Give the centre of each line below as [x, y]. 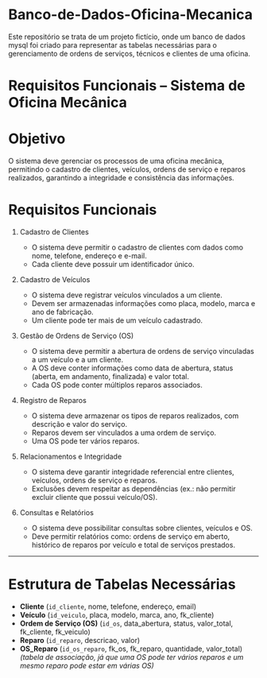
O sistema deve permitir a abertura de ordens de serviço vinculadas [143, 351]
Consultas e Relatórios [56, 513]
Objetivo [37, 139]
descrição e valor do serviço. [79, 424]
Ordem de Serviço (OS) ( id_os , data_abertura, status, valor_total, [126, 623]
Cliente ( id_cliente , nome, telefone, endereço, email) [108, 606]
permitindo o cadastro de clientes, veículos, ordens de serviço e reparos [127, 169]
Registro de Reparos [53, 400]
